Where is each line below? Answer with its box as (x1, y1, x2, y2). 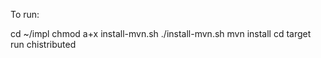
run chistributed (10, 39, 77, 50)
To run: (10, 9, 40, 20)
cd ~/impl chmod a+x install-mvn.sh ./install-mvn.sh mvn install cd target (10, 28, 312, 39)
